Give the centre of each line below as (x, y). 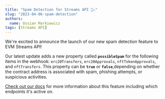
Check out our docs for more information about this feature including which (82, 86)
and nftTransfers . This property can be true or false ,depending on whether (82, 67)
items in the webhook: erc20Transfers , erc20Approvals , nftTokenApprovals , (81, 61)
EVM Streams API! (24, 47)
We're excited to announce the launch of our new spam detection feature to (82, 41)
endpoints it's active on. (29, 92)
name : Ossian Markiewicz (35, 23)
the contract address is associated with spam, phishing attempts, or (74, 72)
